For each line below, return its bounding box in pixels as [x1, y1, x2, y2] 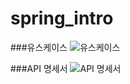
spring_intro [10, 7, 114, 30]
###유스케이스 [10, 41, 68, 53]
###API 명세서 [10, 62, 68, 74]
